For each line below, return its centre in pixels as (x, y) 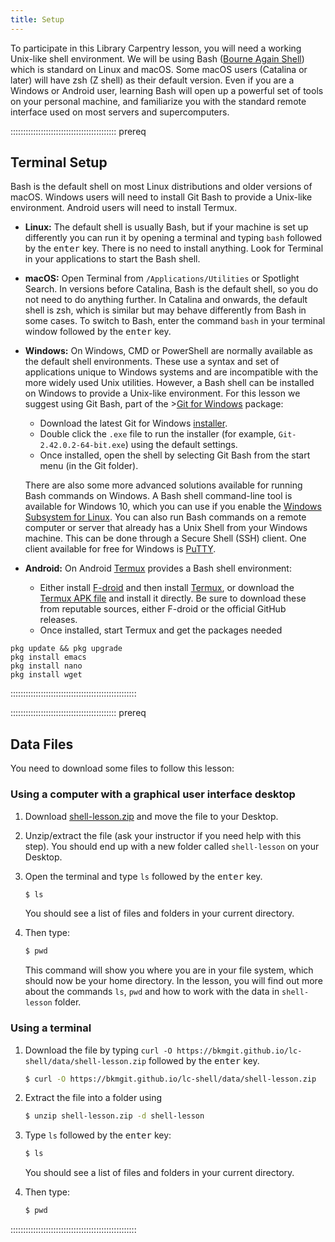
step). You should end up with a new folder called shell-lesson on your (172, 846)
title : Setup (37, 19)
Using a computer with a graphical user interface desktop (153, 794)
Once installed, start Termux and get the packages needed (161, 630)
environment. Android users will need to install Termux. (124, 208)
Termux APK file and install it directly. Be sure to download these (173, 598)
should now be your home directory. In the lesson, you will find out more (173, 981)
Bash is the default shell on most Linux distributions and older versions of (161, 187)
